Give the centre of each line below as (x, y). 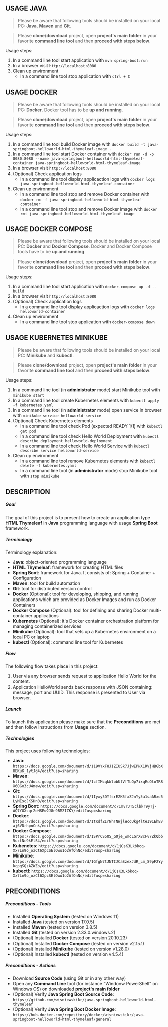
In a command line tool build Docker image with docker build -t (79, 144)
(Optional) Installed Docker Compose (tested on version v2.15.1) (78, 943)
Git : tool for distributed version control (52, 588)
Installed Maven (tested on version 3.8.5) (55, 927)
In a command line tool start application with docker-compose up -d (81, 287)
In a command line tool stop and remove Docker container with (85, 194)
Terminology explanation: (31, 552)
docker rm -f (34, 200)
